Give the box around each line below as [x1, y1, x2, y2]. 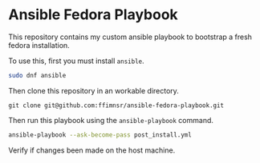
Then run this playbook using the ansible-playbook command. [8, 115, 214, 125]
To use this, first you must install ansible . [8, 56, 144, 66]
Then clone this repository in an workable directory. [8, 85, 179, 95]
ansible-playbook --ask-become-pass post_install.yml [8, 130, 193, 139]
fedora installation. [8, 40, 70, 50]
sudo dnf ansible [8, 71, 67, 79]
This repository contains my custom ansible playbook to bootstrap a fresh [8, 32, 253, 42]
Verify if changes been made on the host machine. [8, 145, 176, 155]
